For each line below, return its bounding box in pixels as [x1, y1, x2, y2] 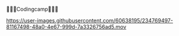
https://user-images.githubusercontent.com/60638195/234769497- [6, 17, 173, 24]
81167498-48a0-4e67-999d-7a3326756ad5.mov [6, 24, 126, 30]
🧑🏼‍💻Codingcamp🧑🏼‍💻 [6, 6, 58, 12]
